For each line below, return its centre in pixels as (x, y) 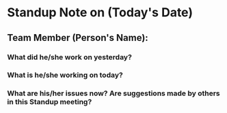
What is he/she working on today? (65, 75)
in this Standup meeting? (50, 102)
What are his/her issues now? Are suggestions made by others (113, 93)
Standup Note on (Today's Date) (100, 13)
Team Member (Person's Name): (78, 38)
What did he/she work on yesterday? (69, 57)
